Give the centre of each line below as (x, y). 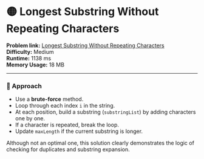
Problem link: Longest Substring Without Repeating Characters (86, 45)
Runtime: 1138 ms (29, 58)
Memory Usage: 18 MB (36, 65)
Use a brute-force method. (49, 99)
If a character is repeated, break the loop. (67, 125)
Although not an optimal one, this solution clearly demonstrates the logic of (100, 143)
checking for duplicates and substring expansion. (68, 149)
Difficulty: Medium (30, 51)
